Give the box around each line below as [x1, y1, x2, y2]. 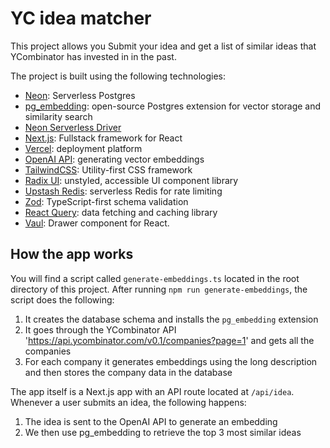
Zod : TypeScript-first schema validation [24, 195, 189, 207]
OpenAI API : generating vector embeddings [24, 153, 205, 165]
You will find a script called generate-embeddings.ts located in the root [10, 272, 300, 284]
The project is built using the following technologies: [10, 70, 226, 82]
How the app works [10, 246, 134, 263]
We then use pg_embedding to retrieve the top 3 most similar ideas [24, 426, 302, 438]
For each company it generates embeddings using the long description [24, 355, 318, 367]
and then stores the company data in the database [24, 366, 233, 378]
